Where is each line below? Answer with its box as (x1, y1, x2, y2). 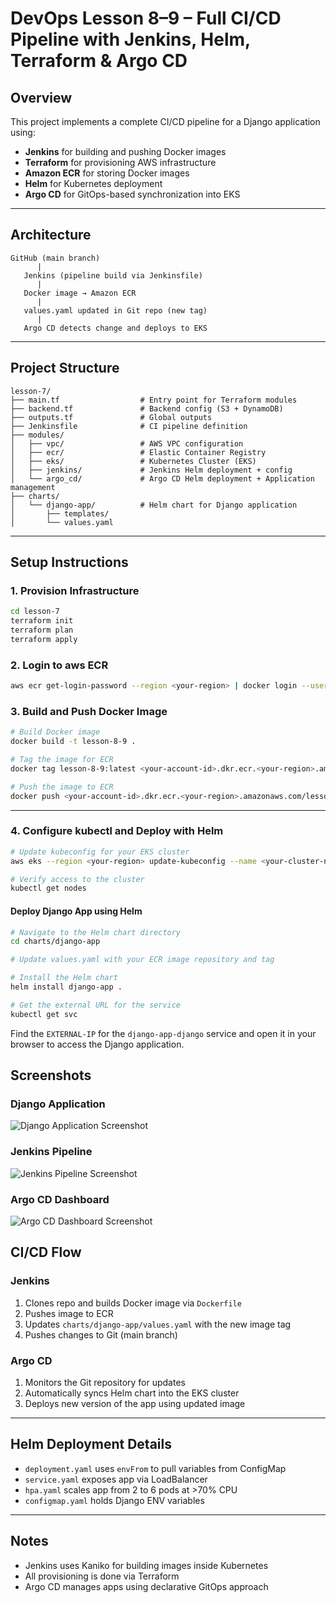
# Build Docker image (10, 727, 101, 737)
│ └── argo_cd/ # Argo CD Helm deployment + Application (10, 473, 315, 484)
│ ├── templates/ (10, 508, 110, 519)
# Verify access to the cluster (10, 874, 145, 884)
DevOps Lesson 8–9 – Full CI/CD (10, 7, 282, 30)
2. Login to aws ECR (10, 658, 109, 672)
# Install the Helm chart (10, 973, 118, 983)
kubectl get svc (10, 1009, 78, 1019)
